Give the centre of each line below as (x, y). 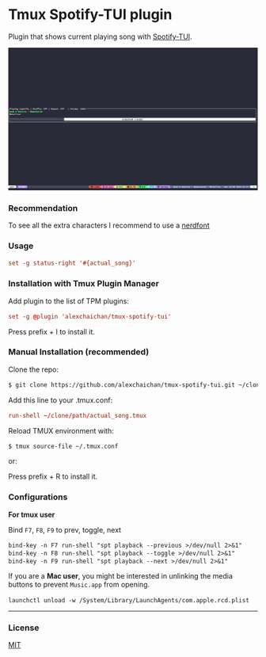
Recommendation (43, 208)
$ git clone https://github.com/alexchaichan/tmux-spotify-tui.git (122, 385)
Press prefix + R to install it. (53, 476)
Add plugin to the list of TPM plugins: (68, 301)
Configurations (38, 497)
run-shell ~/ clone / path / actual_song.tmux (78, 415)
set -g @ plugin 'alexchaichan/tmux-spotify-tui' (90, 316)
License (24, 628)
